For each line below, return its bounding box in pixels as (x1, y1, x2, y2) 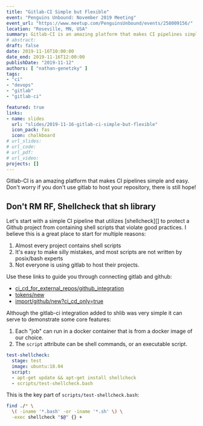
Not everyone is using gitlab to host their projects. (14, 261, 140, 268)
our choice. (14, 334, 43, 341)
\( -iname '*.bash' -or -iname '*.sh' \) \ (11, 408, 123, 415)
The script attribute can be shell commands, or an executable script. (14, 341, 187, 348)
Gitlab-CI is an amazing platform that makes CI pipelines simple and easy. (6, 177, 190, 185)
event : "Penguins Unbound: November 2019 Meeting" (6, 15, 137, 21)
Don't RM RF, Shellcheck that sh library (6, 201, 156, 211)
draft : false (6, 43, 39, 49)
